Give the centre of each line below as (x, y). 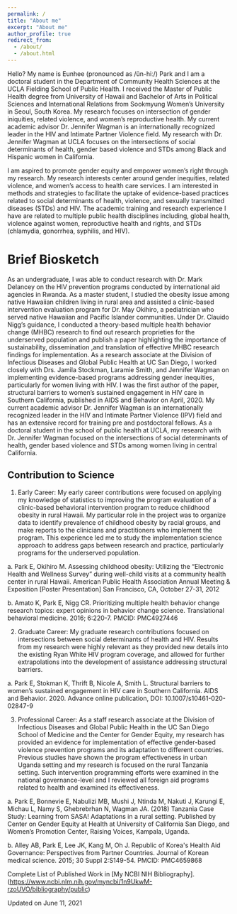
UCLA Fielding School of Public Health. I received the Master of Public (110, 89)
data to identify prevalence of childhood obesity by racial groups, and (119, 522)
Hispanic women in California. (51, 156)
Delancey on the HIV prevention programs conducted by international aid (114, 287)
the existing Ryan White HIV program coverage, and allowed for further (121, 654)
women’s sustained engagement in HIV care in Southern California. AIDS (113, 690)
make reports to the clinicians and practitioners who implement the (115, 530)
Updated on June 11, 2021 (45, 903)
